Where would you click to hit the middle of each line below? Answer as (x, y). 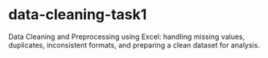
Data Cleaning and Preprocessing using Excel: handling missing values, (127, 37)
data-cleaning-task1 (78, 15)
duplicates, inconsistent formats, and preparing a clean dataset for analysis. (134, 44)
